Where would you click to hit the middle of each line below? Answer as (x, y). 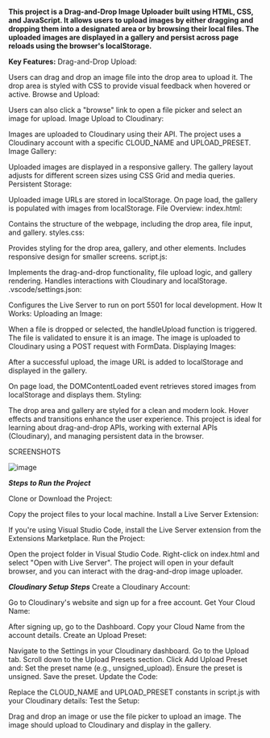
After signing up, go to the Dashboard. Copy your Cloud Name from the (127, 627)
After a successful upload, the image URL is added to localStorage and (126, 362)
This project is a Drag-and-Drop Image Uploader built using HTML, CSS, (131, 12)
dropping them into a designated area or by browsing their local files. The (134, 29)
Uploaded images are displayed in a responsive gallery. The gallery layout (131, 167)
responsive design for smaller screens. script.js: (88, 256)
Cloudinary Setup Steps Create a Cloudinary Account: (100, 587)
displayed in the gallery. (48, 371)
